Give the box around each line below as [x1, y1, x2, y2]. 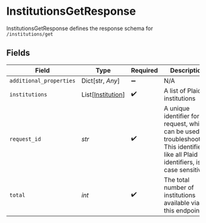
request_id [9, 135, 41, 143]
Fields [6, 48, 31, 58]
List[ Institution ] [81, 90, 126, 99]
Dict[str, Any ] [81, 76, 120, 85]
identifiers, [164, 158, 195, 166]
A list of [164, 86, 186, 95]
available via [164, 198, 200, 207]
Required [131, 66, 158, 74]
